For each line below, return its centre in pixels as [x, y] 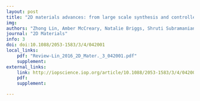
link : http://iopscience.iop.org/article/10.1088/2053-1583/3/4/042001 [107, 72]
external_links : [26, 67]
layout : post [22, 12]
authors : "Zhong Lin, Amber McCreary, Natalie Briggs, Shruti [85, 28]
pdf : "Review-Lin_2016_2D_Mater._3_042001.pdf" [77, 56]
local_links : [22, 50]
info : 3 [16, 39]
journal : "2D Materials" [37, 34]
